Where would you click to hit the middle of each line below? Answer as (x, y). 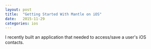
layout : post (18, 10)
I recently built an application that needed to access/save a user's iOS (75, 37)
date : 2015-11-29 (25, 19)
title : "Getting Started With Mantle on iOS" (53, 14)
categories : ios (22, 23)
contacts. (15, 43)
